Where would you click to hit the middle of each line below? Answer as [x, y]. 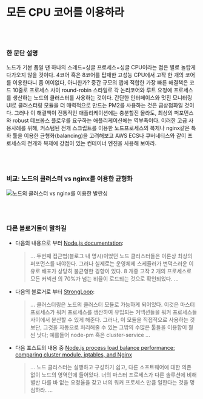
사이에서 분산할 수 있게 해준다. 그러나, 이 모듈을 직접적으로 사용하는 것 [112, 319]
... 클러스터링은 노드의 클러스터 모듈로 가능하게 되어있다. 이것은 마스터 [112, 304]
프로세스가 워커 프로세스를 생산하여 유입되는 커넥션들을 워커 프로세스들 [114, 312]
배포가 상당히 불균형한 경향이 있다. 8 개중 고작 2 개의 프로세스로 [117, 271]
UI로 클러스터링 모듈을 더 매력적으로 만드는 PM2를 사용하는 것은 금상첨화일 [95, 105]
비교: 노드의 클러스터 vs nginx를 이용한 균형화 [70, 179]
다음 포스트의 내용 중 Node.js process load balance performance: [95, 347]
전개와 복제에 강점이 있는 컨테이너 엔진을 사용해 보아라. [92, 143]
